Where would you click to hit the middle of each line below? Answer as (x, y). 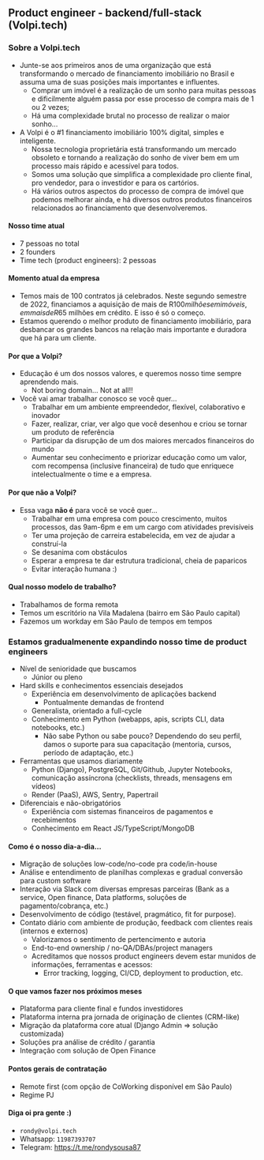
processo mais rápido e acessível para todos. (105, 166)
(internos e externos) (54, 931)
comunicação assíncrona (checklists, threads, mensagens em (132, 778)
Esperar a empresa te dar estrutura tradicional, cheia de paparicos (139, 560)
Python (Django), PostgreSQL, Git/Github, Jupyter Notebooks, (132, 769)
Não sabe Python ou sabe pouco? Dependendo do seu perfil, (142, 736)
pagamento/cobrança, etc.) (64, 906)
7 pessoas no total (50, 243)
